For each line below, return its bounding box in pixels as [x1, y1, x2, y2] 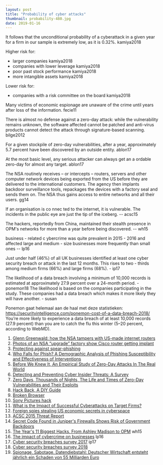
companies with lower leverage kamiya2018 [12, 63, 100, 69]
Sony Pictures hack [12, 398, 51, 404]
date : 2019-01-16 [5, 20, 41, 26]
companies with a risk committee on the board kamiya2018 [12, 93, 130, 98]
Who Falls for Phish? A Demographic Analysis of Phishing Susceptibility [12, 351, 156, 357]
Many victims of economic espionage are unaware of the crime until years [5, 102, 154, 108]
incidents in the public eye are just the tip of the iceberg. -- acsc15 [5, 212, 138, 217]
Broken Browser [12, 392, 45, 398]
